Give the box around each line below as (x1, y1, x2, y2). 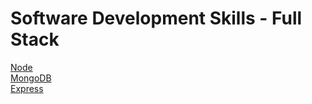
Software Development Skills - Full (10, 7, 303, 30)
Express (10, 82, 44, 94)
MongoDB (10, 72, 52, 84)
